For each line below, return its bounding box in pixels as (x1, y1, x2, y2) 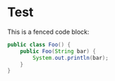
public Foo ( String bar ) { (20, 47, 97, 55)
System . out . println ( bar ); (32, 54, 109, 61)
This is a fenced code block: (7, 27, 90, 36)
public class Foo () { (7, 41, 71, 48)
